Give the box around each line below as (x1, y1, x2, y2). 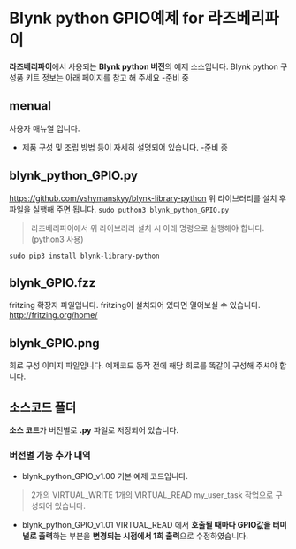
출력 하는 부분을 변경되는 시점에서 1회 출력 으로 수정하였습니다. (38, 530, 249, 541)
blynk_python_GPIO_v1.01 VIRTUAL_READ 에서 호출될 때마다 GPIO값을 (21, 520, 271, 530)
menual (9, 98, 51, 113)
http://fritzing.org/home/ (9, 310, 98, 321)
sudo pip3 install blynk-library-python (9, 251, 161, 260)
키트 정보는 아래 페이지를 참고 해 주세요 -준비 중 (25, 72, 190, 82)
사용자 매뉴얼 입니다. (9, 123, 80, 134)
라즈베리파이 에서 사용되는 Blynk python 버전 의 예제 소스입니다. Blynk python (9, 61, 278, 72)
